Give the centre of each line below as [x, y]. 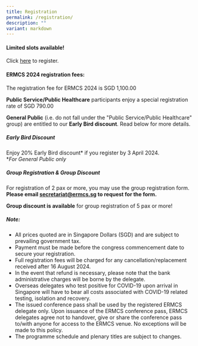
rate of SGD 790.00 [30, 106]
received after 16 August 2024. [53, 266]
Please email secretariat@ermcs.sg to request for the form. [81, 194]
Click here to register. [33, 61]
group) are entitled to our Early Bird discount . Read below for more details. [98, 124]
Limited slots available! [35, 47]
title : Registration [32, 12]
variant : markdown [29, 28]
